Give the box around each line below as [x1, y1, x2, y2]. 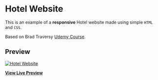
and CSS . [5, 24, 22, 30]
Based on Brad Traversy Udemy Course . [5, 34, 86, 40]
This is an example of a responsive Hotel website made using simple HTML [5, 19, 153, 25]
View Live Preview [5, 70, 43, 76]
